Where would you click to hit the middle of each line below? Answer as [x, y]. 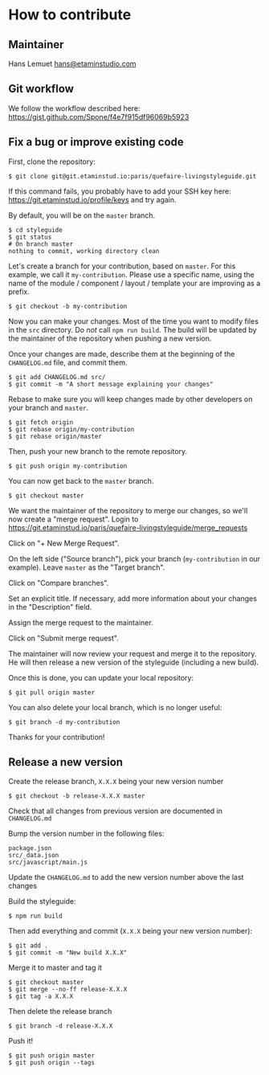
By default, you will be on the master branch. [82, 215]
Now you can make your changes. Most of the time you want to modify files [134, 321]
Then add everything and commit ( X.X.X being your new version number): [130, 931]
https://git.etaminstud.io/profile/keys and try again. [92, 199]
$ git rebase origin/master [55, 436]
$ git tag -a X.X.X [41, 997]
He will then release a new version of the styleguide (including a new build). [134, 662]
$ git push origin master [51, 1056]
